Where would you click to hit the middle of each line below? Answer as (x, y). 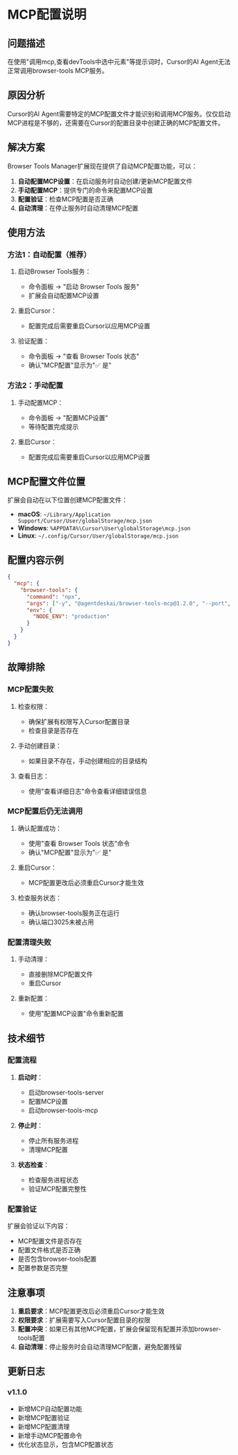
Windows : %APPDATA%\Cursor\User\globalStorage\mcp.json (104, 528)
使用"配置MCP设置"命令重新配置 (76, 1014)
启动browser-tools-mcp (63, 1110)
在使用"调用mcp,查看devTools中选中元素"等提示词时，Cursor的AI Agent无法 (119, 62)
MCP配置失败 (31, 690)
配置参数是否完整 (43, 1268)
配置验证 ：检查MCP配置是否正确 (66, 199)
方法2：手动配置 (35, 386)
